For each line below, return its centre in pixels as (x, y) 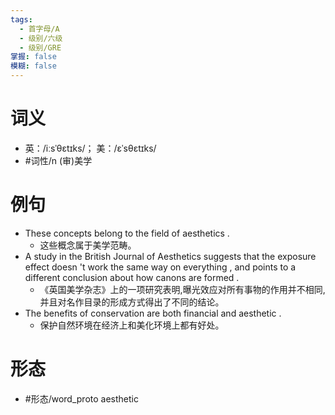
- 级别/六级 (41, 38)
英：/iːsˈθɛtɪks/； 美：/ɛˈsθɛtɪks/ (90, 148)
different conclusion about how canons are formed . (132, 277)
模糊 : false (33, 66)
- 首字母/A (39, 29)
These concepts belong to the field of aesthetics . (127, 233)
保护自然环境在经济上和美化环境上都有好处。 (132, 325)
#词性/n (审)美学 (58, 160)
